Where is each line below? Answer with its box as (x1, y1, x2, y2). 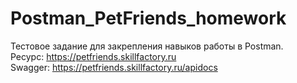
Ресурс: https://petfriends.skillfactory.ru (10, 50, 177, 62)
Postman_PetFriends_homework (10, 7, 287, 30)
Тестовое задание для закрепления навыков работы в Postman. (10, 40, 284, 52)
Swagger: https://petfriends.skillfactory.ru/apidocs (10, 61, 218, 73)
